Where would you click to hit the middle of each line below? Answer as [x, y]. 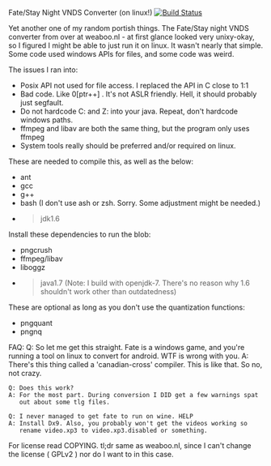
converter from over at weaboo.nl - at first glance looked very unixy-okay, [131, 37]
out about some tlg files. [65, 402]
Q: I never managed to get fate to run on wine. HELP [101, 417]
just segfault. [42, 103]
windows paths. [47, 120]
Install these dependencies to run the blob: [80, 234]
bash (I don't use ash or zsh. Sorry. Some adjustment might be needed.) [140, 203]
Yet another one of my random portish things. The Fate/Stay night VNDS [129, 28]
